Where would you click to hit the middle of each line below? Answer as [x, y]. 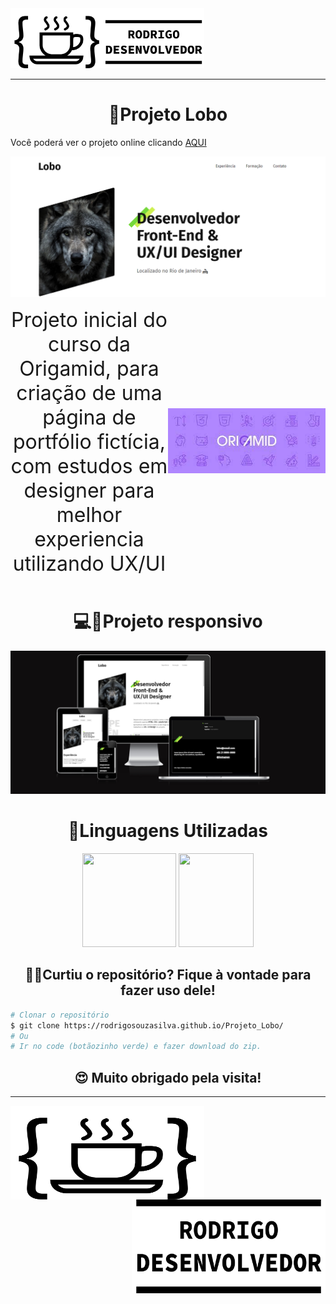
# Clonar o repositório [60, 1015]
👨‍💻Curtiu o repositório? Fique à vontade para [168, 975]
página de [89, 417]
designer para [89, 490]
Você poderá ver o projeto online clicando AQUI [108, 142]
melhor [89, 514]
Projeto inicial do [89, 319]
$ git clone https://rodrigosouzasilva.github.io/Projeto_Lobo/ [147, 1025]
